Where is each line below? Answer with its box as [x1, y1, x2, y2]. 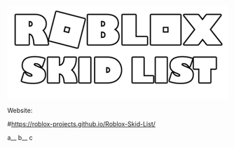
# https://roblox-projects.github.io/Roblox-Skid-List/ [7, 119, 156, 128]
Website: [7, 106, 33, 114]
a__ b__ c [7, 133, 33, 142]
